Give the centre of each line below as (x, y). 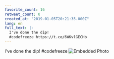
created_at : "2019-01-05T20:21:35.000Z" (47, 19)
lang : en (14, 23)
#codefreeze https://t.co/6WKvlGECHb (48, 37)
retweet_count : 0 (23, 14)
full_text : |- (19, 28)
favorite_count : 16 (25, 10)
